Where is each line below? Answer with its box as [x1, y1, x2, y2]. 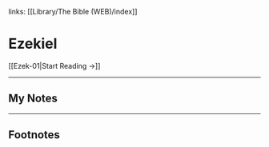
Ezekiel [8, 35, 58, 53]
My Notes [8, 92, 58, 105]
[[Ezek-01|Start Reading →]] [8, 61, 101, 70]
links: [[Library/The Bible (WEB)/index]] [8, 7, 138, 16]
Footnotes [8, 128, 60, 142]
